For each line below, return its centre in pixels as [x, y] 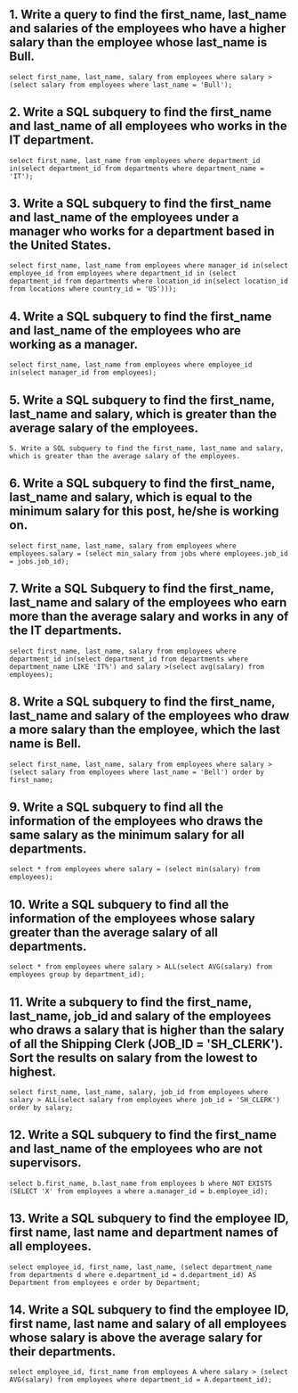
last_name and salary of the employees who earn [148, 602]
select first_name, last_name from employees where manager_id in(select [149, 266]
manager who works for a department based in [142, 231]
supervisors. [45, 1163]
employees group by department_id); [77, 975]
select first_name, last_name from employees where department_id [135, 161]
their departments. [63, 1352]
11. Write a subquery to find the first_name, [130, 1002]
